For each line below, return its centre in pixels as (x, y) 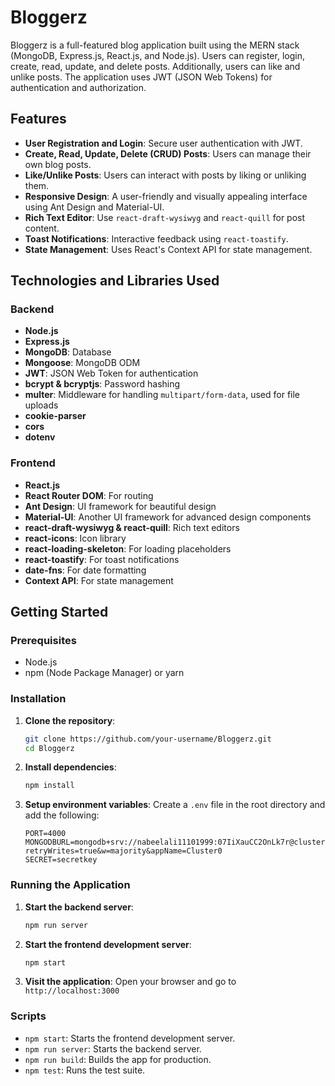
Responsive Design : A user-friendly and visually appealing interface (166, 196)
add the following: (62, 815)
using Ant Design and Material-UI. (94, 207)
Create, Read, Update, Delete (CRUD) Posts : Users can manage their (168, 153)
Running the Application (70, 885)
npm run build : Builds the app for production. (118, 1059)
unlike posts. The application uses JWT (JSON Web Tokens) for (141, 77)
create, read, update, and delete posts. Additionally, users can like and (155, 66)
